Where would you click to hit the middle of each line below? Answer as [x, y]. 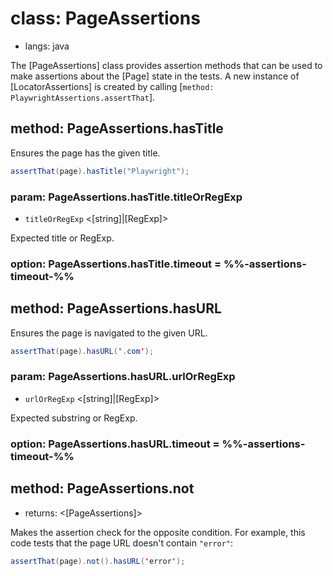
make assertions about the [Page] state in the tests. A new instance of [155, 76]
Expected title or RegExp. [62, 238]
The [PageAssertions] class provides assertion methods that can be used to [166, 65]
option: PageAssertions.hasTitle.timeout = [116, 264]
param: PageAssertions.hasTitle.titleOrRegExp [126, 197]
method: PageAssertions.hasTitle [117, 128]
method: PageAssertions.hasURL [116, 308]
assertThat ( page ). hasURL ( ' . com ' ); [82, 351]
